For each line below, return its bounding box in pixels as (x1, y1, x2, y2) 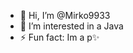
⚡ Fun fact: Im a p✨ (19, 31, 100, 43)
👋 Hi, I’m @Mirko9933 (19, 10, 111, 21)
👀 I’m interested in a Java (19, 20, 124, 32)
